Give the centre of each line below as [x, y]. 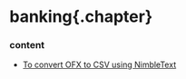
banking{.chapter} [81, 17]
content [27, 45]
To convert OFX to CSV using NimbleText [99, 64]
